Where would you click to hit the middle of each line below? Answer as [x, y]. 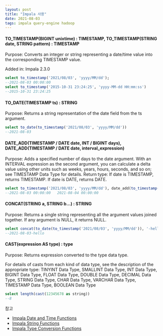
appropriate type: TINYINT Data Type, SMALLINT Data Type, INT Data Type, [81, 269]
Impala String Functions [36, 323]
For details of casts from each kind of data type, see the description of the [79, 265]
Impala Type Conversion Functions [47, 328]
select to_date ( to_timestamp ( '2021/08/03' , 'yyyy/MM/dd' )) [66, 127]
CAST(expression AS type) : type [39, 244]
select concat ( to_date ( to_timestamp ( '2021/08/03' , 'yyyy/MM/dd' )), [75, 229]
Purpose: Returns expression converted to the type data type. [67, 255]
